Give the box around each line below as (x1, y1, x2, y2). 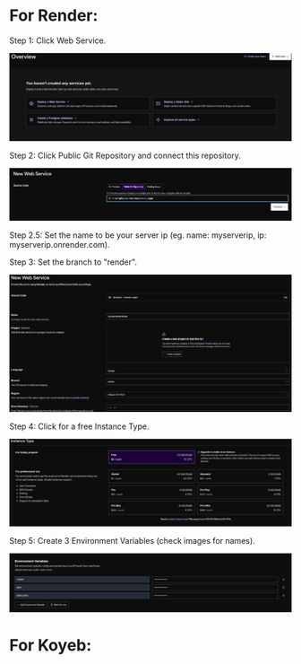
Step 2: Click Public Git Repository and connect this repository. (9, 150, 242, 162)
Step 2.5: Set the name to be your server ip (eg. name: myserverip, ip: (9, 230, 267, 240)
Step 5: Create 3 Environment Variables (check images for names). (9, 535, 255, 546)
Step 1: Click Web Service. (9, 35, 107, 46)
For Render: (9, 5, 99, 26)
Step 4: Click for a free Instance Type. (9, 421, 150, 432)
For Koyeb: (9, 635, 92, 656)
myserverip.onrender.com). (9, 239, 110, 249)
